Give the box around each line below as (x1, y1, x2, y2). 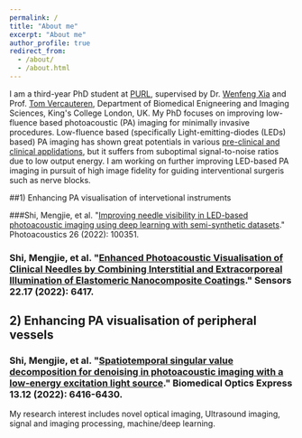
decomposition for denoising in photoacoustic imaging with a (9, 366, 284, 378)
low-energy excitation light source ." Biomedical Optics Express (9, 377, 293, 389)
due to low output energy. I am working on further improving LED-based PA (9, 155, 289, 166)
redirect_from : (9, 47, 67, 56)
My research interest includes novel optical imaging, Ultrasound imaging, (9, 408, 281, 420)
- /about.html (17, 64, 70, 73)
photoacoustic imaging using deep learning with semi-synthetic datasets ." (9, 219, 286, 230)
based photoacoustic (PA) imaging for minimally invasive (39, 116, 251, 127)
